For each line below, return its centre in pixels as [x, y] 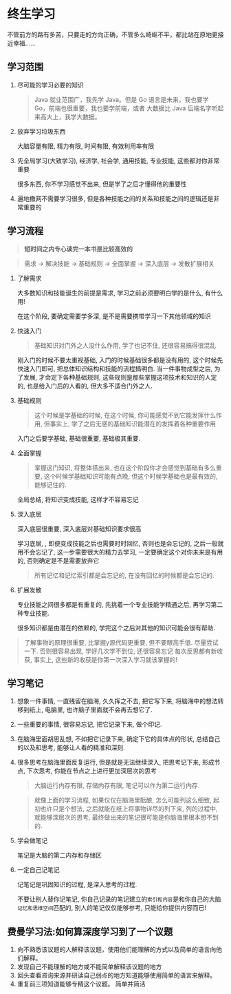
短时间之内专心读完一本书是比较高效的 [78, 249]
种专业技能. [33, 613]
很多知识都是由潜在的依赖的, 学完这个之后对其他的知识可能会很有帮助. [116, 628]
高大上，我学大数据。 [70, 116]
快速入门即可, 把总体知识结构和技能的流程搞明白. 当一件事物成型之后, [115, 369]
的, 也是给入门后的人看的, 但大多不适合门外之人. [85, 386]
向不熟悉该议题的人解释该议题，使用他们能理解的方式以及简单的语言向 [117, 950]
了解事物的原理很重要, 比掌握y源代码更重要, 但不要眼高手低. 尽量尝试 [121, 642]
